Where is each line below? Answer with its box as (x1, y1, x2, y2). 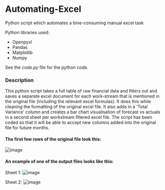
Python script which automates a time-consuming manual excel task (5, 20, 144, 26)
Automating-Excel (5, 3, 81, 15)
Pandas (12, 44, 28, 50)
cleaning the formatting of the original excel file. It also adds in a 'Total (5, 104, 148, 110)
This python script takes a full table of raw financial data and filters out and (5, 88, 158, 94)
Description (5, 77, 34, 84)
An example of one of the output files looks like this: (5, 158, 114, 164)
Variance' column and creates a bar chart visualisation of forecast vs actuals (5, 109, 161, 115)
